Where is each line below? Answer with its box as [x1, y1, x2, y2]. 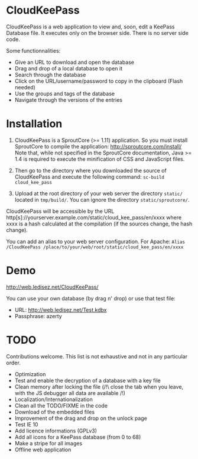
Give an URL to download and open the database [14, 59, 135, 66]
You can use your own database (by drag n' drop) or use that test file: [6, 295, 176, 302]
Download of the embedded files [14, 408, 95, 415]
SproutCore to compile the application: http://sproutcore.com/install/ [14, 143, 182, 150]
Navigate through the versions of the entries [14, 96, 123, 104]
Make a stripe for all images [14, 439, 83, 447]
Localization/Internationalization [14, 396, 93, 403]
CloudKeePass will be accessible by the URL [6, 208, 115, 215]
